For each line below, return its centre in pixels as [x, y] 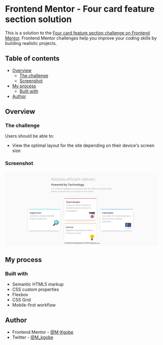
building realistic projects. [31, 43]
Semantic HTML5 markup [38, 284]
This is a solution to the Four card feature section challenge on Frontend [78, 33]
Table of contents [32, 59]
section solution [39, 19]
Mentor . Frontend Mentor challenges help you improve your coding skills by [81, 38]
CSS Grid [21, 300]
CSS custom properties [36, 289]
